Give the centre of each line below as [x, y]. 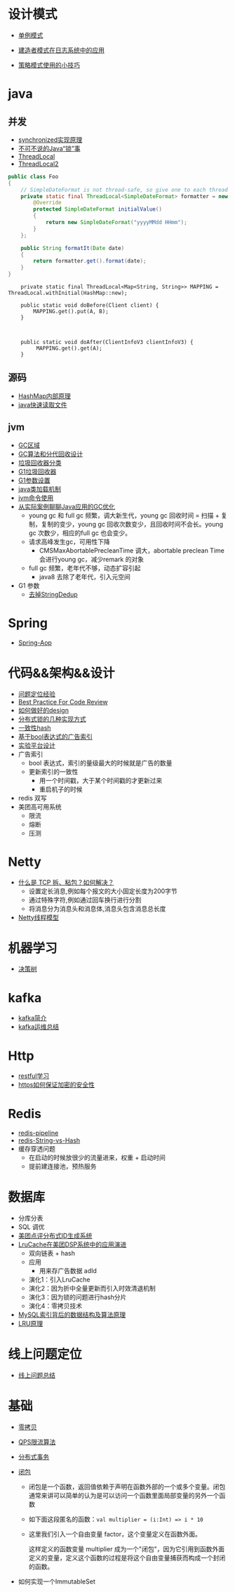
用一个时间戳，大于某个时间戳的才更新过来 [101, 780]
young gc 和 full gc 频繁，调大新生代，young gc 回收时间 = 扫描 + [124, 515]
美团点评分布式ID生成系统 [55, 1236]
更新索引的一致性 [53, 771]
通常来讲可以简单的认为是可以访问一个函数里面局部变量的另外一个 [124, 1496]
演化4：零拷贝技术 [55, 1306]
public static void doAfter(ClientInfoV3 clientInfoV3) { [107, 342]
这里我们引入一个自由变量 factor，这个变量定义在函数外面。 [115, 1534]
